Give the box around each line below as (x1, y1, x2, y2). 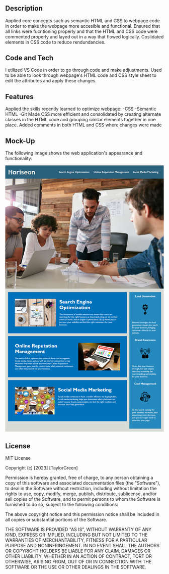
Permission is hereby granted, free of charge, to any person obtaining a (5, 474, 153, 481)
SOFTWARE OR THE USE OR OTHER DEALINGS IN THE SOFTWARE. (5, 564, 146, 570)
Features (5, 92, 34, 101)
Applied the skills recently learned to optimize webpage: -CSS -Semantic (5, 106, 156, 112)
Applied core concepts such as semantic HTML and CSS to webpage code (5, 17, 160, 24)
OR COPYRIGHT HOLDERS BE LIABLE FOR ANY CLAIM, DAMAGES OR (5, 548, 151, 554)
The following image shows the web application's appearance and (5, 150, 143, 156)
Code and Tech (5, 54, 54, 62)
